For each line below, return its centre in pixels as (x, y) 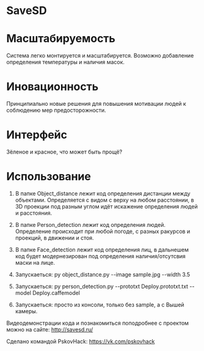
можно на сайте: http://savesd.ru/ (50, 329)
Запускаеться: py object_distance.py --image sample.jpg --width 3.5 (103, 274)
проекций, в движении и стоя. (54, 238)
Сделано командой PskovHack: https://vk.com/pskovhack (81, 341)
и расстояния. (34, 213)
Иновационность (53, 87)
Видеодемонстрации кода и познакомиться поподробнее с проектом (98, 323)
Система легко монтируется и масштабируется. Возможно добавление (100, 56)
